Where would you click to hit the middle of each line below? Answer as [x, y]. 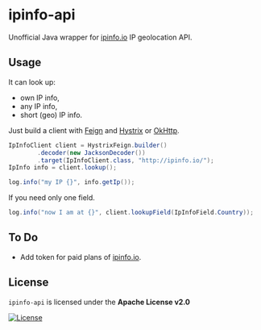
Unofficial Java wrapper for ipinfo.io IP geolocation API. [100, 37]
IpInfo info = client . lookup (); [62, 168]
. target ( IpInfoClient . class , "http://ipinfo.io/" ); [126, 160]
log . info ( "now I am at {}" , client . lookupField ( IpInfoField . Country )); [131, 213]
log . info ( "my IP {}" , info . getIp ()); [72, 182]
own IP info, [40, 98]
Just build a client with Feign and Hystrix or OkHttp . [94, 130]
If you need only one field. [52, 198]
